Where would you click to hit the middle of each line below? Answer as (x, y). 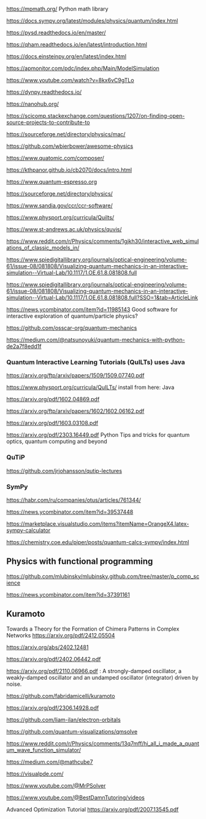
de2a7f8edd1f (24, 346)
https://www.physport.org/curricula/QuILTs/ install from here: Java (90, 387)
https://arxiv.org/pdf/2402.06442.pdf (54, 659)
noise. (14, 684)
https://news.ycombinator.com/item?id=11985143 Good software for (92, 310)
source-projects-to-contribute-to (48, 122)
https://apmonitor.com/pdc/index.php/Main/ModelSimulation (83, 68)
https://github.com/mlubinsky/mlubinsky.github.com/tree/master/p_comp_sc (103, 576)
